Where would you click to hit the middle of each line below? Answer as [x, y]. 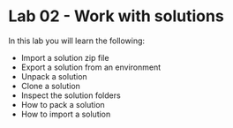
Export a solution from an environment [91, 67]
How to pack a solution [63, 104]
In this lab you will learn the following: [77, 41]
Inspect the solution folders [71, 95]
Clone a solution [51, 86]
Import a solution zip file [65, 57]
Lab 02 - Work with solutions [116, 16]
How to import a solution [66, 114]
